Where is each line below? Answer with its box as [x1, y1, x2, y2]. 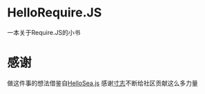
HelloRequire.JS [7, 5, 102, 21]
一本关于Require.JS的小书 [7, 28, 81, 36]
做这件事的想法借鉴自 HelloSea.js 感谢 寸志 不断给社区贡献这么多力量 [7, 79, 198, 87]
